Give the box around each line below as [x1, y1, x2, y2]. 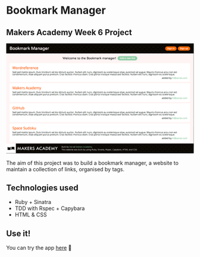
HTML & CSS [14, 211, 47, 218]
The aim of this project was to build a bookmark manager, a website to [6, 159, 179, 167]
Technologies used [6, 183, 79, 193]
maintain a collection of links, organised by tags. [6, 165, 125, 173]
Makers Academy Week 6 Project [6, 27, 132, 37]
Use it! [6, 228, 31, 239]
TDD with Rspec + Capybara [14, 205, 85, 212]
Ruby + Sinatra [14, 199, 52, 206]
